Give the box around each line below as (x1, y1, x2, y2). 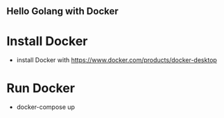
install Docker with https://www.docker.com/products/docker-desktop (16, 56, 218, 64)
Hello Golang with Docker (6, 6, 119, 17)
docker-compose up (16, 103, 76, 111)
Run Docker (6, 80, 76, 96)
